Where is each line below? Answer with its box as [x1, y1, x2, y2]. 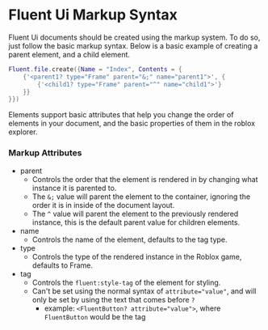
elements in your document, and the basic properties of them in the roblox [8, 119, 256, 129]
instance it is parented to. [31, 183, 117, 192]
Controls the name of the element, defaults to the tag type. [31, 235, 228, 244]
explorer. [8, 127, 38, 137]
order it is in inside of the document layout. [31, 200, 175, 209]
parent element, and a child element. [8, 49, 131, 59]
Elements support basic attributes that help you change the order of [8, 110, 234, 120]
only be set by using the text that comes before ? [31, 294, 195, 304]
